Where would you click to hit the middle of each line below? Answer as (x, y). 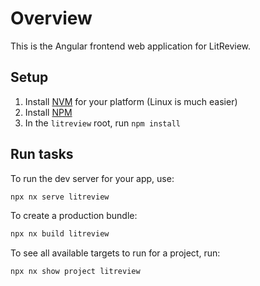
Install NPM (48, 112)
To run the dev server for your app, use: (92, 178)
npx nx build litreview (60, 234)
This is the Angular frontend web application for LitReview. (131, 46)
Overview (51, 18)
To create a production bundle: (74, 216)
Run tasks (42, 154)
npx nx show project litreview (75, 272)
